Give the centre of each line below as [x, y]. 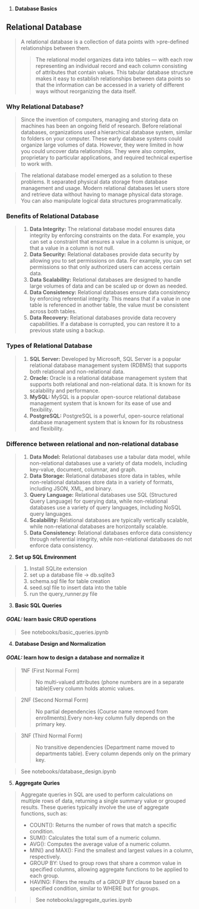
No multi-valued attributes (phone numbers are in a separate [110, 682]
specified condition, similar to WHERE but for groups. [95, 888]
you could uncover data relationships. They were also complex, [98, 151]
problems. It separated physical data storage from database [94, 182]
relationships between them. [56, 48]
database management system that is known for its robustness [106, 422]
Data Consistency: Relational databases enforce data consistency [111, 533]
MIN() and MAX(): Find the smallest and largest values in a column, [111, 851]
